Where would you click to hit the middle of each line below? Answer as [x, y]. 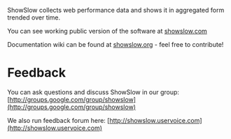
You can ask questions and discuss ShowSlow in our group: [93, 92]
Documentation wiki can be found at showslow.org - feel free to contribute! [115, 44]
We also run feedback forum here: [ [58, 120]
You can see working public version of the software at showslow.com [107, 31]
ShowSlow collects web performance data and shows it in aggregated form [116, 10]
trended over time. [34, 17]
